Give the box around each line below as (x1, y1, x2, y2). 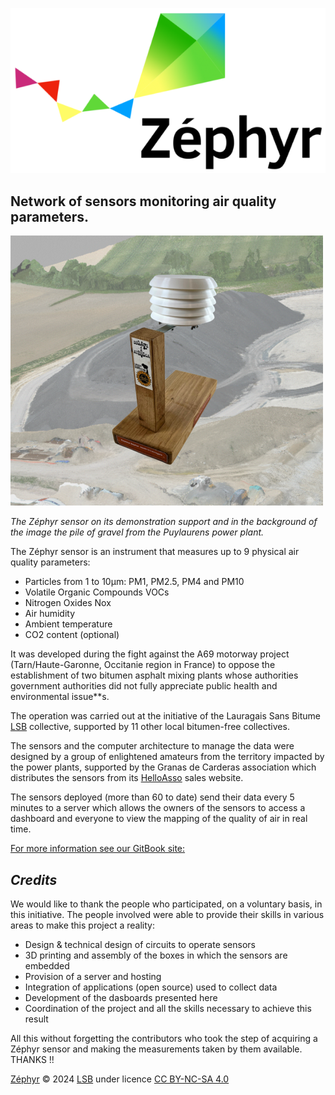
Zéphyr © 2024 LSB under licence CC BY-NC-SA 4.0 (10, 1073, 230, 1085)
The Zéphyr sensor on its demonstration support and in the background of (10, 516, 318, 528)
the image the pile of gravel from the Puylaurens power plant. (10, 526, 265, 538)
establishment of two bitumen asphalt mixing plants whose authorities (10, 669, 299, 682)
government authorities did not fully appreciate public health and (10, 680, 278, 692)
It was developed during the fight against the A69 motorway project (10, 648, 290, 660)
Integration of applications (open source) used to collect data (24, 981, 278, 993)
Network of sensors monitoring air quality (10, 193, 277, 210)
